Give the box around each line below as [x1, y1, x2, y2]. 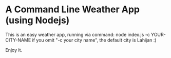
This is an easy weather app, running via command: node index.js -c [5, 31, 150, 37]
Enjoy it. [5, 47, 23, 53]
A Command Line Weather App [5, 4, 140, 15]
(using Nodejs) [5, 14, 70, 26]
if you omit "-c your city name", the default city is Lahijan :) [32, 37, 157, 43]
